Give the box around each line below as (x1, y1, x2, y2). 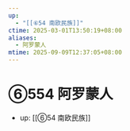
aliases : (8, 33, 37, 42)
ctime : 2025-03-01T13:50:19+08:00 (8, 26, 123, 34)
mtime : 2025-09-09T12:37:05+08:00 (8, 48, 123, 56)
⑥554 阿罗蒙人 (8, 85, 113, 103)
